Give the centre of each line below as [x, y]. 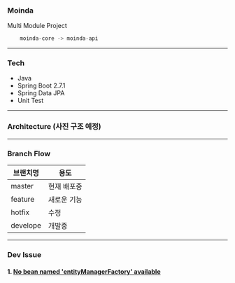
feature [23, 200]
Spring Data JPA [41, 93]
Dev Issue [24, 254]
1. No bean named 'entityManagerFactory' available [84, 271]
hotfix [20, 212]
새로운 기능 [65, 200]
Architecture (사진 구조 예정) [54, 127]
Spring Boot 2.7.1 [41, 85]
